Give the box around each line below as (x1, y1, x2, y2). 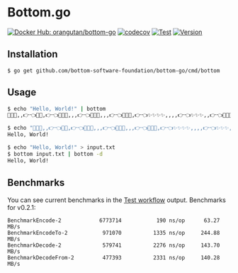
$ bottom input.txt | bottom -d (7, 150, 103, 157)
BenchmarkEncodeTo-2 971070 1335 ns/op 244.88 (7, 229, 220, 236)
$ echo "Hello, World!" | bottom (7, 105, 106, 112)
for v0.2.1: (7, 203, 36, 211)
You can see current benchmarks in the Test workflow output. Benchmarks (7, 196, 227, 204)
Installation (7, 48, 58, 60)
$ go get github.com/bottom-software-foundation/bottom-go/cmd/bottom (7, 67, 220, 74)
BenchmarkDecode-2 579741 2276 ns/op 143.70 (7, 242, 220, 249)
